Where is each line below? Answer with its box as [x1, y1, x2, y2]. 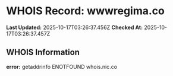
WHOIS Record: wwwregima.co [6, 4, 165, 18]
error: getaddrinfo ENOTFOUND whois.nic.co [6, 63, 118, 70]
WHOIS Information [6, 47, 80, 58]
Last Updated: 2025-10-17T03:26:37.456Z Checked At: [6, 24, 143, 31]
